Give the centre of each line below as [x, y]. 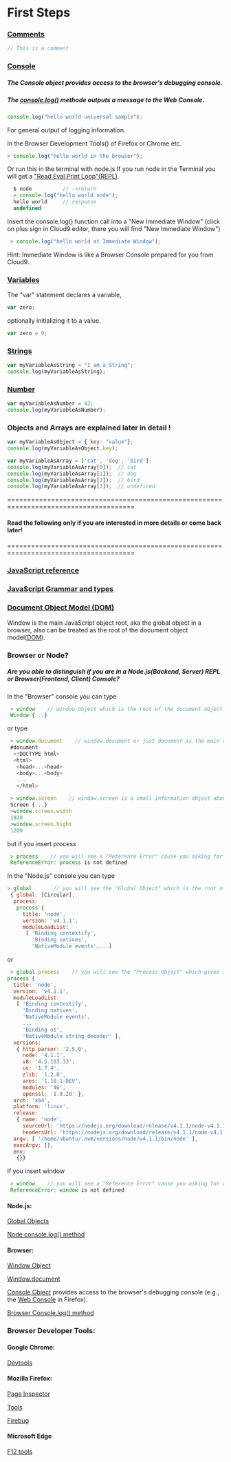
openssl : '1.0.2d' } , [53, 1094]
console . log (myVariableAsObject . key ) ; [63, 449]
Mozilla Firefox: [30, 1379]
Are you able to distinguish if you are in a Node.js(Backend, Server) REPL [114, 672]
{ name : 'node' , [40, 1120]
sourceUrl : [38, 1126]
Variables [23, 279]
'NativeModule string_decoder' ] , [72, 1036]
